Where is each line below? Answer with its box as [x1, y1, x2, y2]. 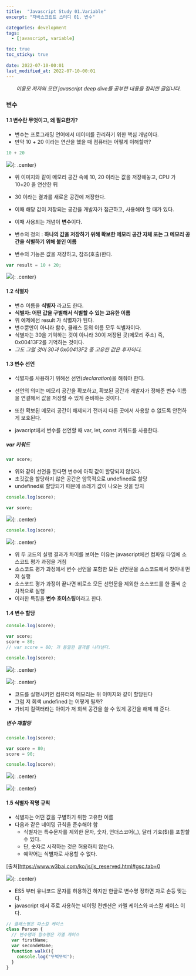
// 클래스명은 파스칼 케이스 [6, 921, 64, 927]
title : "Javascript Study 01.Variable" [6, 8, 107, 15]
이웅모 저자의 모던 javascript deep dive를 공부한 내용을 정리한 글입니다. [16, 85, 181, 92]
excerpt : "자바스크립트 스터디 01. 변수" [6, 14, 96, 20]
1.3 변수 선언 [6, 361, 35, 368]
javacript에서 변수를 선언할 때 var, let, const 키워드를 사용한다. [14, 426, 159, 433]
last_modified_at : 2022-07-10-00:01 [6, 68, 96, 74]
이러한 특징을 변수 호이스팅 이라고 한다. [14, 595, 103, 602]
